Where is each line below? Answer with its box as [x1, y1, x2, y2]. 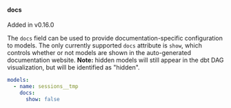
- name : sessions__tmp [13, 83, 79, 90]
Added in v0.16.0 [7, 21, 54, 29]
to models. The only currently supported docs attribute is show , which [7, 41, 202, 50]
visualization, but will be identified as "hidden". [7, 63, 140, 72]
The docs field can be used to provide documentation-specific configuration [7, 34, 223, 43]
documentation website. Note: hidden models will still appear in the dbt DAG [7, 56, 224, 65]
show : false [25, 96, 60, 102]
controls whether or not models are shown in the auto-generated [7, 49, 192, 57]
